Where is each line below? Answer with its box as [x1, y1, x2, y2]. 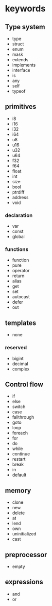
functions [5, 246, 29, 253]
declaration [5, 212, 33, 219]
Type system [5, 23, 45, 31]
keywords [5, 3, 46, 14]
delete [12, 510, 25, 516]
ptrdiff [12, 189, 25, 195]
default [12, 472, 27, 478]
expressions [5, 578, 43, 586]
